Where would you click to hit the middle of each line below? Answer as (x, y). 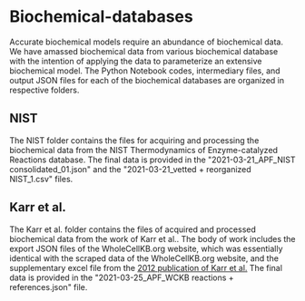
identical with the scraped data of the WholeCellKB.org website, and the (144, 258)
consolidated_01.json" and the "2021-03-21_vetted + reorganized (130, 169)
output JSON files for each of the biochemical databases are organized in (147, 80)
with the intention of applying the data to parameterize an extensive (136, 61)
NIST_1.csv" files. (41, 179)
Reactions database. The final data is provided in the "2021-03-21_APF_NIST (152, 160)
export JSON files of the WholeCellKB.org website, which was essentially (146, 248)
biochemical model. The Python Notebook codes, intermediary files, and (145, 71)
